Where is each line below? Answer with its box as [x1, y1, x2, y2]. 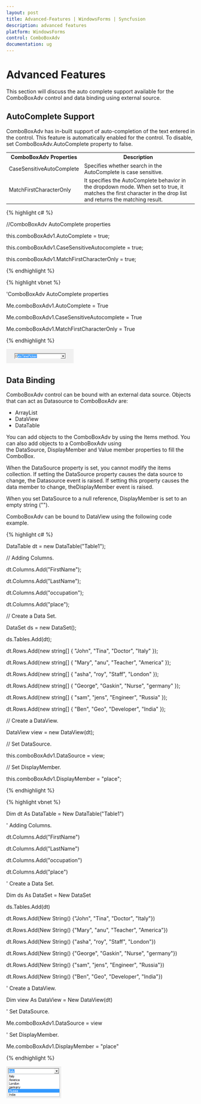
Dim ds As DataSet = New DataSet [6, 891, 91, 899]
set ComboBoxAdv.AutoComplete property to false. [6, 140, 133, 147]
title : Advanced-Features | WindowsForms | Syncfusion [6, 16, 146, 22]
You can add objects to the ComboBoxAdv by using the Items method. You [6, 433, 190, 441]
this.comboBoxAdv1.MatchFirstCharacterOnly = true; [6, 256, 136, 263]
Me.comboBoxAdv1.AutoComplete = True [6, 302, 109, 309]
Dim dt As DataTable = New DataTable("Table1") [6, 810, 124, 818]
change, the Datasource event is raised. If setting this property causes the [6, 477, 189, 484]
